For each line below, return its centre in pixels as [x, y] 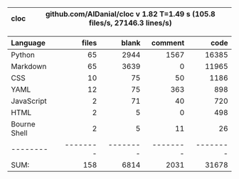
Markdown [29, 66]
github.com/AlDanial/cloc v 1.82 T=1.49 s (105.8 [130, 14]
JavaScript [29, 101]
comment [168, 43]
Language [28, 43]
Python [23, 55]
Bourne [23, 124]
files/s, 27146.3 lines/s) [130, 23]
